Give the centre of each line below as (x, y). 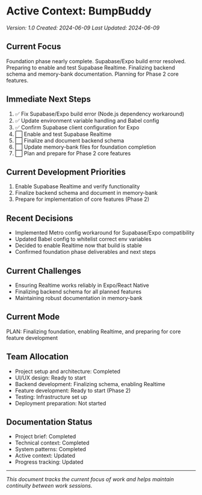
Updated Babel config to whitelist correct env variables (83, 239)
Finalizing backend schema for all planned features (78, 292)
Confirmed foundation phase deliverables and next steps (85, 252)
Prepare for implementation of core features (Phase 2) (82, 199)
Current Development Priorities (66, 172)
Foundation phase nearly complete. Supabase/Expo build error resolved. (96, 61)
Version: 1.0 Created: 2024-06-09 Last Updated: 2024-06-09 (83, 28)
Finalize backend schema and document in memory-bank (86, 193)
